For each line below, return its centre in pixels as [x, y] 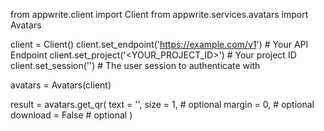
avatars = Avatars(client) [61, 85]
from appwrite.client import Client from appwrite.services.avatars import [159, 14]
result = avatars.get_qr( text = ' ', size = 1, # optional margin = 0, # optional [162, 104]
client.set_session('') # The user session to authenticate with [135, 65]
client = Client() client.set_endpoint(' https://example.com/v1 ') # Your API [159, 44]
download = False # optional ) [71, 115]
